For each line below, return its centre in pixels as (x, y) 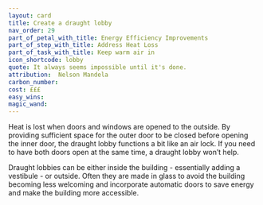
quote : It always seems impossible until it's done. (98, 68)
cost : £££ (25, 89)
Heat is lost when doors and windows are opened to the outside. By (120, 127)
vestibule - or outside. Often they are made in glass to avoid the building (127, 176)
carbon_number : (33, 82)
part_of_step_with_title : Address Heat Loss (83, 45)
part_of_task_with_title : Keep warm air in (82, 52)
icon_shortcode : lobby (46, 60)
